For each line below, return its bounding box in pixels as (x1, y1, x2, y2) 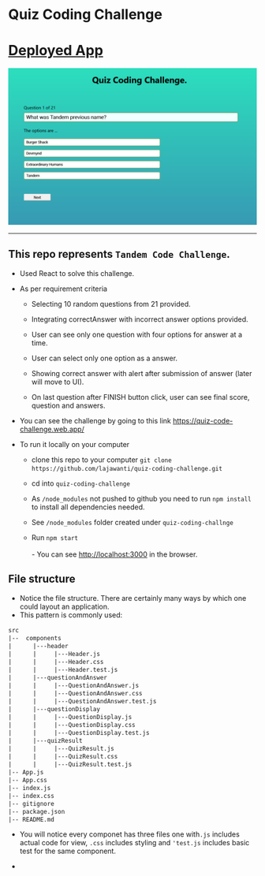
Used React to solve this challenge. (19, 268, 135, 278)
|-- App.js (8, 768, 44, 776)
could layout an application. (19, 602, 110, 611)
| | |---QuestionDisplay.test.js (8, 729, 150, 736)
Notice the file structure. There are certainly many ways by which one (19, 593, 247, 602)
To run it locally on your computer (19, 439, 130, 449)
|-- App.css (8, 776, 47, 784)
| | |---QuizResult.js (8, 744, 114, 752)
